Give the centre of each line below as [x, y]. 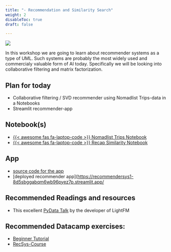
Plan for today [28, 85]
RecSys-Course [29, 244]
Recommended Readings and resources [70, 198]
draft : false [19, 24]
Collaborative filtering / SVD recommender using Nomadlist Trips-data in [89, 98]
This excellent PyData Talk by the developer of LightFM [71, 210]
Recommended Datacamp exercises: [65, 226]
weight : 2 [16, 15]
